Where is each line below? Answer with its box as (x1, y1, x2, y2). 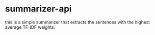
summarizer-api (5, 3, 72, 14)
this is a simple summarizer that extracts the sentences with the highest (5, 19, 150, 25)
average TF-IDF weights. (5, 24, 55, 30)
